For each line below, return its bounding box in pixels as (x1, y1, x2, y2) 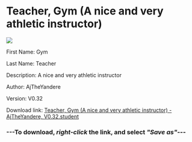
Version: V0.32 (6, 94, 43, 102)
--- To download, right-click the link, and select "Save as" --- (6, 128, 187, 136)
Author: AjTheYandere (6, 83, 61, 90)
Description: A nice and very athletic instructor (6, 71, 122, 79)
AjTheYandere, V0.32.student (6, 113, 79, 120)
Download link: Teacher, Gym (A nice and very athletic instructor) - (6, 106, 172, 114)
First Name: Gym (6, 48, 48, 55)
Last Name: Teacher (6, 60, 57, 67)
